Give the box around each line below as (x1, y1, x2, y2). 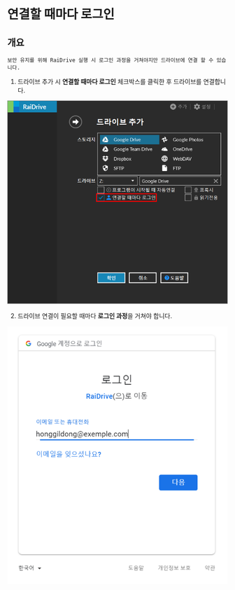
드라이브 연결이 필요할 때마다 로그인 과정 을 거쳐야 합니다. (17, 312, 173, 320)
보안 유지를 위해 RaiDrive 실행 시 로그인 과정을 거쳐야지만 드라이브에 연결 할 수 (7, 57, 214, 64)
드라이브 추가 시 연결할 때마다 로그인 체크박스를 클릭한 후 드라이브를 (17, 78, 202, 85)
